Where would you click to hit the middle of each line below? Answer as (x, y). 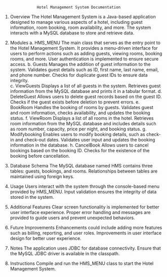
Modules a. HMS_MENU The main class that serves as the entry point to (85, 43)
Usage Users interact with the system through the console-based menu (85, 186)
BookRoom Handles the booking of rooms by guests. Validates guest (81, 107)
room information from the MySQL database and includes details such (83, 124)
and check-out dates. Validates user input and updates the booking (85, 140)
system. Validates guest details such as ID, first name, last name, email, (84, 70)
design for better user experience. (46, 238)
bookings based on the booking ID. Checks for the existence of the (80, 150)
